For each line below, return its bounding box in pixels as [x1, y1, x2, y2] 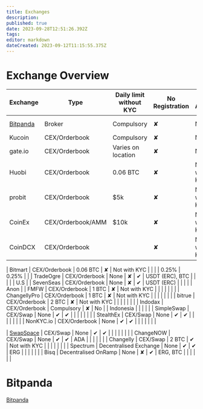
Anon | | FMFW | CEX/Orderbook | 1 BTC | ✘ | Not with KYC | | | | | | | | [6, 285, 180, 292]
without [118, 98, 141, 106]
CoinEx [9, 218, 30, 226]
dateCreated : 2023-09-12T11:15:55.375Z [6, 43, 107, 49]
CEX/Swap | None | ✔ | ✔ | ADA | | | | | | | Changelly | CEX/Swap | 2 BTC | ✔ [6, 335, 195, 342]
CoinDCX [9, 243, 36, 251]
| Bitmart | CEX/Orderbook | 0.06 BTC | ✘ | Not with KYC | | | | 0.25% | [6, 266, 181, 273]
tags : [6, 31, 20, 38]
